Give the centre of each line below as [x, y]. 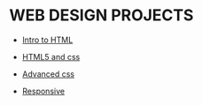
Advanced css [48, 74]
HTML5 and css [51, 56]
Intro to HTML [47, 40]
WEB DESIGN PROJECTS [101, 15]
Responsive [43, 91]
